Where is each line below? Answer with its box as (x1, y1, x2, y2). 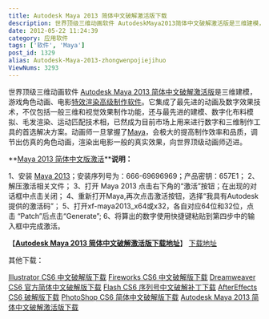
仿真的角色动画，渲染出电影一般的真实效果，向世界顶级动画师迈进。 (22, 137, 247, 147)
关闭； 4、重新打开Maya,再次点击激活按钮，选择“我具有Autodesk (42, 191, 259, 200)
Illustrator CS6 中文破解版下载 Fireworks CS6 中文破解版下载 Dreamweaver (8, 272, 256, 281)
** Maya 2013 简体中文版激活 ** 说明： (8, 154, 133, 164)
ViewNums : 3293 (8, 64, 59, 72)
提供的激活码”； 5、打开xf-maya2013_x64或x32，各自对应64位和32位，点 (8, 201, 255, 211)
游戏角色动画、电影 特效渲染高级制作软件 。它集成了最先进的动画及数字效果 (8, 97, 254, 107)
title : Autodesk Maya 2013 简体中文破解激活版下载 (8, 11, 167, 20)
